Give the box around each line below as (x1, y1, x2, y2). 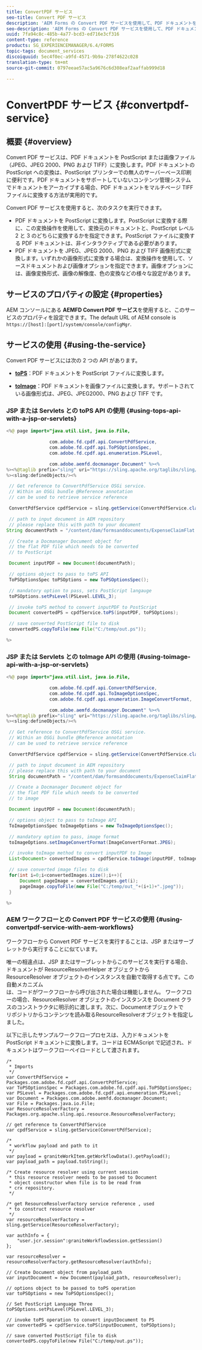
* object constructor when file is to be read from (8, 1179, 141, 1185)
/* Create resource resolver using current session (6, 1169, 138, 1175)
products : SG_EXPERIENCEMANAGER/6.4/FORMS (6, 43, 114, 49)
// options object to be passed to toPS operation (6, 1285, 136, 1291)
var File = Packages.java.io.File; (6, 1100, 96, 1106)
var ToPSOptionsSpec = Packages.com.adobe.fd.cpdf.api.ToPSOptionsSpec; (6, 1085, 192, 1091)
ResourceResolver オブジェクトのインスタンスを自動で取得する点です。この (6, 973, 194, 980)
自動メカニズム (6, 980, 43, 988)
